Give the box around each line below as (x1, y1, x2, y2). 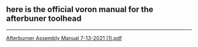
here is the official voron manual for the (6, 5, 154, 15)
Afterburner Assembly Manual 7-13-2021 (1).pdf (6, 34, 122, 41)
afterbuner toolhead (6, 14, 82, 24)
